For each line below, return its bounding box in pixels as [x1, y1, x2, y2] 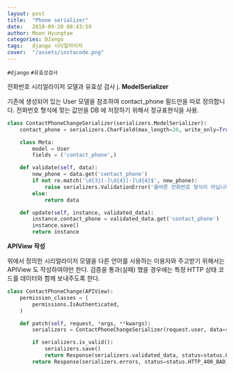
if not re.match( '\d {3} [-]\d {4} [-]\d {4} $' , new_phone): [32, 177, 198, 184]
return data [44, 196, 79, 204]
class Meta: [19, 138, 54, 146]
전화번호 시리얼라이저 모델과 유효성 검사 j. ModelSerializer [7, 82, 169, 90]
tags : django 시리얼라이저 [7, 42, 84, 49]
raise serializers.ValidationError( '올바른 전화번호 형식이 [44, 184, 208, 191]
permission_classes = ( [19, 294, 89, 301]
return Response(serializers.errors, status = [32, 358, 167, 365]
